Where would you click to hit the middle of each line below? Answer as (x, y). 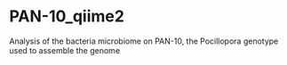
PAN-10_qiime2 (67, 16)
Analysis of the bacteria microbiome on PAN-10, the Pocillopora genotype (144, 41)
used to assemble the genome (65, 50)
